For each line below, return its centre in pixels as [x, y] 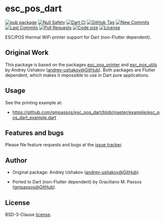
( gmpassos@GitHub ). [34, 187]
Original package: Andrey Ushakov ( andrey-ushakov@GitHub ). [76, 172]
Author [16, 160]
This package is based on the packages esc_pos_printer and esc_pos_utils [81, 64]
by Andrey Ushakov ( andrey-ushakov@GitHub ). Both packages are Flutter [80, 70]
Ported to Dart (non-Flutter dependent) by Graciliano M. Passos [77, 182]
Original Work [27, 53]
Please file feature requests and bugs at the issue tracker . [64, 145]
